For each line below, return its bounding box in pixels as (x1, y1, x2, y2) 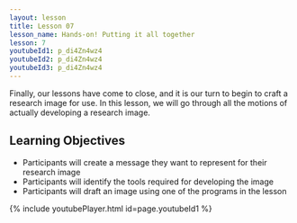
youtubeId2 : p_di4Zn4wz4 (9, 55, 103, 64)
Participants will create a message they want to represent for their (22, 156, 267, 167)
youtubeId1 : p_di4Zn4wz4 (9, 47, 103, 56)
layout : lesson (9, 13, 67, 22)
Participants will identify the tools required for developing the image (22, 176, 274, 187)
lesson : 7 (9, 38, 47, 48)
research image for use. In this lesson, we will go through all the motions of (9, 97, 288, 108)
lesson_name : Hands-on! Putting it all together (9, 30, 195, 39)
